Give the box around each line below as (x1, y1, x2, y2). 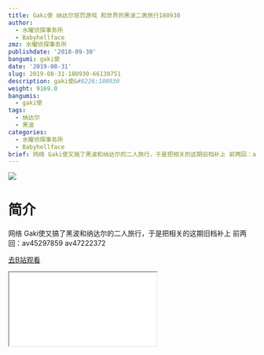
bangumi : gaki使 (8, 56, 60, 64)
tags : (8, 107, 26, 115)
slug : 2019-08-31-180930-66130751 (8, 70, 122, 78)
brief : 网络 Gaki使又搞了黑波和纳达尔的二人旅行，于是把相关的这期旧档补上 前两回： (8, 150, 253, 158)
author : (8, 19, 34, 27)
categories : (8, 128, 47, 136)
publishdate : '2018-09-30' (8, 48, 97, 56)
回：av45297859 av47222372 (8, 239, 106, 248)
